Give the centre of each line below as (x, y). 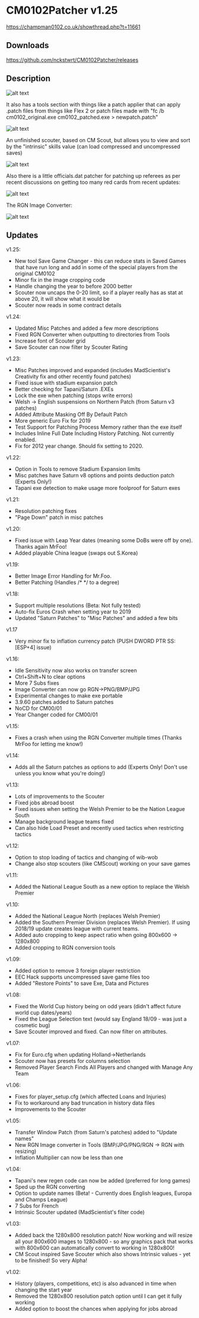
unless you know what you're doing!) (60, 773)
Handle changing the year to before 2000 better (73, 287)
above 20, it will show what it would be (62, 299)
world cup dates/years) (43, 1013)
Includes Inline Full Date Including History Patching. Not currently (94, 433)
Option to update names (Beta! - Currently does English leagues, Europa (103, 1193)
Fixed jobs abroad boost (44, 803)
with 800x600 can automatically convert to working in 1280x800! (94, 1248)
